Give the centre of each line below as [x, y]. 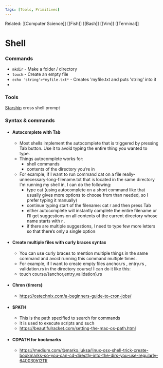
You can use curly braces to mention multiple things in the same [84, 253]
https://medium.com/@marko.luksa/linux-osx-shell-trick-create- [84, 350]
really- [129, 174]
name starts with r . [46, 221]
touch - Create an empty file [40, 74]
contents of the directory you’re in [61, 169]
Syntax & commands [30, 121]
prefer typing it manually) [52, 200]
